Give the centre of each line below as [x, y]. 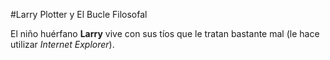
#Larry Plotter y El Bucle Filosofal [79, 14]
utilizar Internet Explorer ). [62, 44]
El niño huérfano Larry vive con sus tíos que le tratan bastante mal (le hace [165, 33]
